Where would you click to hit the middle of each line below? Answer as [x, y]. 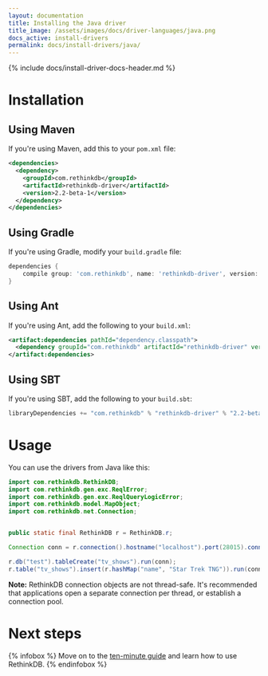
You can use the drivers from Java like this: [79, 467]
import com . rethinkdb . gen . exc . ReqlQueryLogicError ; [96, 497]
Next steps [45, 633]
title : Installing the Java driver [67, 23]
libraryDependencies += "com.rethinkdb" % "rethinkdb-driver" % [117, 413]
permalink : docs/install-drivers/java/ [75, 45]
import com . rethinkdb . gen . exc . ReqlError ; [78, 489]
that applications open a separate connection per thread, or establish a [125, 593]
